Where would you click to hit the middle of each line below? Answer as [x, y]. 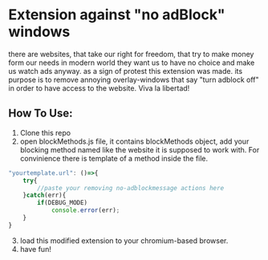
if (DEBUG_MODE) [63, 203]
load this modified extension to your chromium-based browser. [124, 240]
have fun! [36, 249]
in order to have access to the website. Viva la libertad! [99, 88]
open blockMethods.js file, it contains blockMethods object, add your [134, 141]
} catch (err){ [45, 195]
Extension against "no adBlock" [117, 15]
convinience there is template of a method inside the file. [114, 158]
